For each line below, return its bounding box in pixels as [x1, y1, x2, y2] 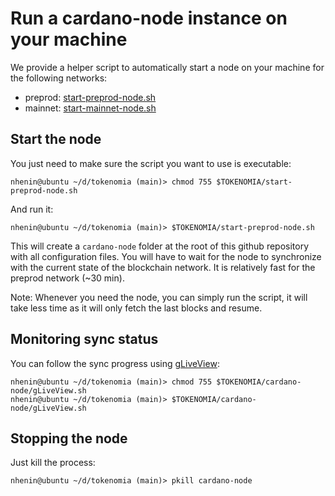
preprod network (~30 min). [10, 272, 125, 284]
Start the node [10, 131, 102, 148]
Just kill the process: [10, 457, 96, 469]
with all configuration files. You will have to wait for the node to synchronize [10, 250, 322, 262]
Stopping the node [10, 430, 128, 447]
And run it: [10, 203, 54, 215]
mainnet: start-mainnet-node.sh [24, 102, 157, 114]
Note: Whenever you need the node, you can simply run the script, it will [10, 291, 308, 303]
